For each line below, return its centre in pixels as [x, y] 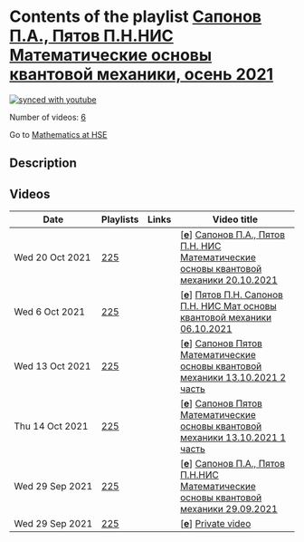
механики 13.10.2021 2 [233, 378]
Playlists [120, 219]
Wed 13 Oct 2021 [52, 366]
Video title [235, 219]
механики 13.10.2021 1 [233, 438]
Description [43, 164]
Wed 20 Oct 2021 [52, 257]
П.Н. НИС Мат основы [228, 306]
